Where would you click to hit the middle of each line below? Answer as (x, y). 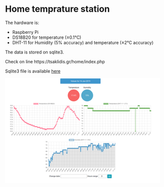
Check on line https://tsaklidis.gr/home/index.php (55, 61)
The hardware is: (22, 23)
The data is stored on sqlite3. (35, 52)
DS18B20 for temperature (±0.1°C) (47, 37)
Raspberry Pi (25, 32)
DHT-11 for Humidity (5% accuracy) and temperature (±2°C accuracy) (83, 42)
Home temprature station (57, 9)
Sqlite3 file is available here (33, 71)
